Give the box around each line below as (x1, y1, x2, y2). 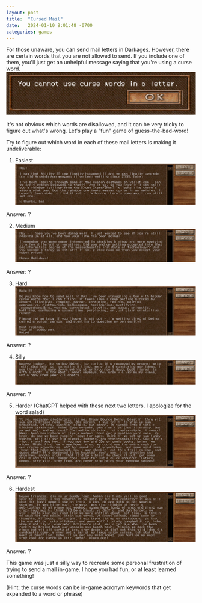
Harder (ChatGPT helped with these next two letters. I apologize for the (14, 402, 192, 409)
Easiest (14, 157, 33, 164)
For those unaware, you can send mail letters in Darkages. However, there (6, 46, 189, 54)
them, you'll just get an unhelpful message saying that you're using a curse (6, 59, 192, 66)
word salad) (14, 409, 45, 416)
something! (6, 572, 34, 580)
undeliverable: (6, 145, 42, 153)
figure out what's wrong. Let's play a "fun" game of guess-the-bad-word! (6, 127, 189, 135)
